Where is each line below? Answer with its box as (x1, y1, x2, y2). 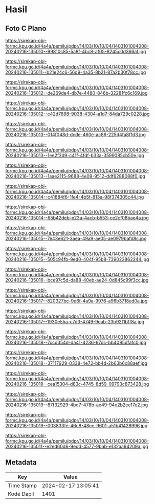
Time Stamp (8, 482, 37, 489)
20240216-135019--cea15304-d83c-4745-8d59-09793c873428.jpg (5, 381, 149, 387)
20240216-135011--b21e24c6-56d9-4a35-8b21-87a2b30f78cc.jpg (5, 69, 146, 75)
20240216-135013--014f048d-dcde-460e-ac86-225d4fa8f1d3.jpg (5, 132, 146, 138)
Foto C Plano (5, 24, 47, 33)
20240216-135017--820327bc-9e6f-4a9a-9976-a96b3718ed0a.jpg (5, 298, 148, 304)
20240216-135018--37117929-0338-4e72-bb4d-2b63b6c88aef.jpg (5, 360, 147, 366)
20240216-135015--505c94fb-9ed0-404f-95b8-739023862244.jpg (5, 256, 149, 262)
